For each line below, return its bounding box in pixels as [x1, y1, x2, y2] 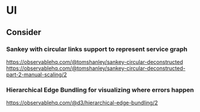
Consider [6, 27, 42, 37]
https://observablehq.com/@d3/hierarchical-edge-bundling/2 [6, 99, 158, 107]
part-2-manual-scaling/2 [6, 71, 67, 78]
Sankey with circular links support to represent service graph [6, 45, 188, 53]
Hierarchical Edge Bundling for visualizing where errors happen [6, 85, 194, 94]
